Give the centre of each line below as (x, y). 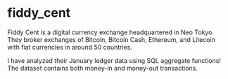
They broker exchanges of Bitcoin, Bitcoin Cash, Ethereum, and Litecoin (112, 39)
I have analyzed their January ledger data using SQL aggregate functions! (114, 60)
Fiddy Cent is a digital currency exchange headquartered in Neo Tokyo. (111, 32)
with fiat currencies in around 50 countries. (70, 47)
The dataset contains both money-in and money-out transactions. (103, 68)
